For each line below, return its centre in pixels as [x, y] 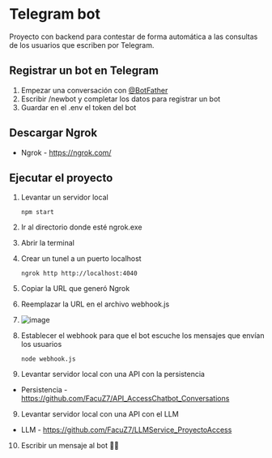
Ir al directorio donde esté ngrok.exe [81, 227]
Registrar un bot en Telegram [84, 71]
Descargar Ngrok [53, 133]
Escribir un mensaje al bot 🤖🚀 [70, 446]
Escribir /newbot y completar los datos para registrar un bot [121, 99]
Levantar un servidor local [64, 197]
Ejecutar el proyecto [61, 178]
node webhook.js [48, 359]
